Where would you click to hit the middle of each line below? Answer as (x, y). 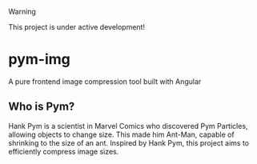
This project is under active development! (77, 27)
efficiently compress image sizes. (64, 151)
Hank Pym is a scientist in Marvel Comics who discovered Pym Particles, (128, 126)
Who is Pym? (42, 107)
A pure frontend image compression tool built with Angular (105, 81)
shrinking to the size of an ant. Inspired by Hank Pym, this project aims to (129, 142)
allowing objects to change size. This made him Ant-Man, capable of (121, 134)
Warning (22, 12)
